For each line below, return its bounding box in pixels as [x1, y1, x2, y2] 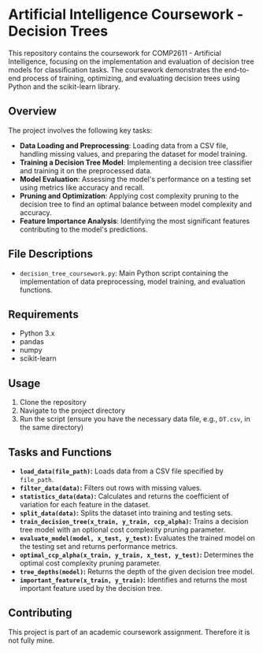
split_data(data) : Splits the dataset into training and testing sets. [19, 508, 233, 518]
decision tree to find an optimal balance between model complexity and [19, 199, 252, 209]
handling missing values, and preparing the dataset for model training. [19, 149, 248, 158]
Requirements [8, 307, 79, 321]
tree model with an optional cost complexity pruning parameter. [19, 525, 226, 534]
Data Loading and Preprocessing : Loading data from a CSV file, [19, 140, 228, 150]
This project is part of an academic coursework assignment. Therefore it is [8, 627, 250, 636]
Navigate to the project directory [19, 406, 126, 415]
